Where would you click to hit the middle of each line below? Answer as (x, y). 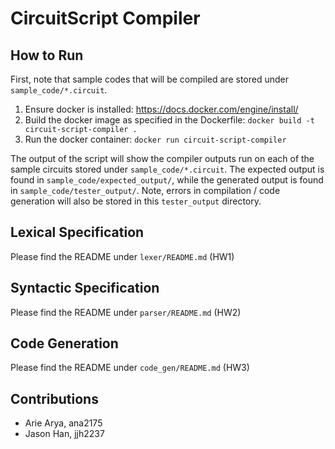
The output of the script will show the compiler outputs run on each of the (162, 158)
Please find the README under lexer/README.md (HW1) (122, 256)
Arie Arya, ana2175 (63, 423)
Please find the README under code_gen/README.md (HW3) (130, 368)
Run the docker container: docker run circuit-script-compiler (155, 139)
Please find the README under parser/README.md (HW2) (126, 312)
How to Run (47, 55)
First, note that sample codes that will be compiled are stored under (149, 79)
